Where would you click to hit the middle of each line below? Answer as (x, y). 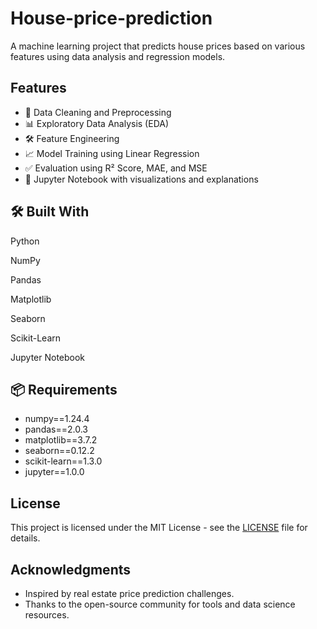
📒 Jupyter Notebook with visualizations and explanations (141, 179)
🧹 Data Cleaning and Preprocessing (98, 112)
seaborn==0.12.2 (59, 451)
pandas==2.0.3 (56, 429)
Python (25, 241)
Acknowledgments (71, 569)
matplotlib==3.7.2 (61, 440)
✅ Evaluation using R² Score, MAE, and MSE (116, 168)
